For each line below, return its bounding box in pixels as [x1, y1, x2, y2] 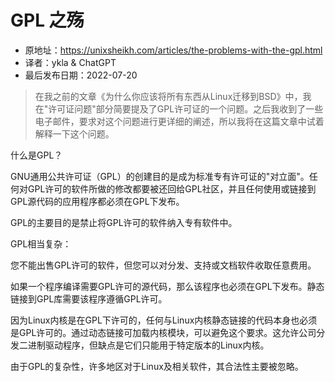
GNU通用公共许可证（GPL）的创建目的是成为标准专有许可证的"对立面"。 [10, 170, 310, 182]
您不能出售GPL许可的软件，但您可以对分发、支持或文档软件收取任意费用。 [10, 259, 317, 271]
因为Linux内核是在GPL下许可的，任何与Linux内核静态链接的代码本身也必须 [10, 314, 318, 326]
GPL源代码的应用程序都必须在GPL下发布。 [10, 195, 185, 207]
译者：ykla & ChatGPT [24, 56, 117, 68]
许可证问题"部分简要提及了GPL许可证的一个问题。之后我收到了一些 [48, 102, 324, 115]
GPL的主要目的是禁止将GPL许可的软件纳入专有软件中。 [10, 216, 238, 228]
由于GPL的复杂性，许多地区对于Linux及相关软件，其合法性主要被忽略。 [10, 360, 304, 372]
